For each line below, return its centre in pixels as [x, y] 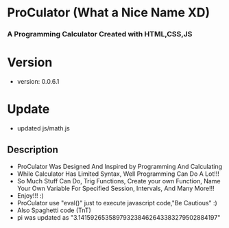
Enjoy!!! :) [31, 195]
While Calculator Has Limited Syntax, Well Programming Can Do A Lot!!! [118, 174]
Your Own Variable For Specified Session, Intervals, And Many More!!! [116, 188]
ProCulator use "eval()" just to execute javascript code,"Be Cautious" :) [117, 203]
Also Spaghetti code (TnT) [54, 210]
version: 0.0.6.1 [38, 82]
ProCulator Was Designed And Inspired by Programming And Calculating [120, 166]
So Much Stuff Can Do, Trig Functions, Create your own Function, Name [119, 181]
